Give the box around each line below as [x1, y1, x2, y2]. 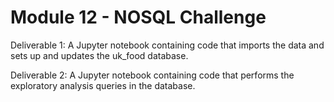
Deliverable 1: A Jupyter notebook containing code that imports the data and [10, 39, 325, 51]
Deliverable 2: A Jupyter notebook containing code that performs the [10, 69, 295, 81]
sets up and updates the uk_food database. [10, 49, 189, 61]
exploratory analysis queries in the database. [10, 79, 196, 91]
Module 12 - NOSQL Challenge [10, 6, 267, 29]
